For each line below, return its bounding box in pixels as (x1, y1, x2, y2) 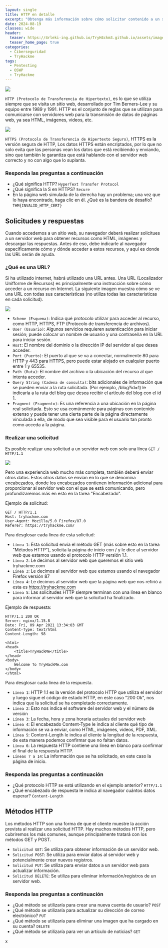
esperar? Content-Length (12, 792, 63, 798)
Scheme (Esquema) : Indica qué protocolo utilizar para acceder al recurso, (12, 316, 160, 322)
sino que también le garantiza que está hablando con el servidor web (5, 152, 147, 158)
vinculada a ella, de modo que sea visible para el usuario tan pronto (12, 416, 152, 423)
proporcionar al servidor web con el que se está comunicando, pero (5, 485, 145, 491)
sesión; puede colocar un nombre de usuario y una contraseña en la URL (12, 331, 163, 338)
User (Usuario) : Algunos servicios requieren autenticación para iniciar (12, 326, 157, 332)
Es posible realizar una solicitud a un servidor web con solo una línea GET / (5, 446, 160, 452)
